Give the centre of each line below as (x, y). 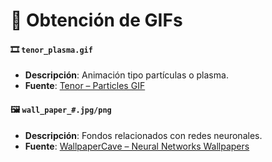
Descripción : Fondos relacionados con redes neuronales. (143, 135)
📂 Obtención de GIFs (96, 20)
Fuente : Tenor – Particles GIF (85, 86)
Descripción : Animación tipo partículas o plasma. (126, 75)
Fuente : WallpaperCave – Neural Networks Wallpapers (137, 146)
